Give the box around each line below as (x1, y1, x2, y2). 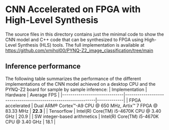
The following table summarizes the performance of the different (5, 75, 141, 82)
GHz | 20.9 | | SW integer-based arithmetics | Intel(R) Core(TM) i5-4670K (5, 113, 159, 119)
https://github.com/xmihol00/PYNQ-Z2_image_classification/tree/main (5, 47, 154, 53)
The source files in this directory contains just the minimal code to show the (5, 31, 164, 37)
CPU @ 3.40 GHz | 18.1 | (5, 118, 56, 125)
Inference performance (5, 62, 81, 71)
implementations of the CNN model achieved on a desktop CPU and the (5, 81, 156, 87)
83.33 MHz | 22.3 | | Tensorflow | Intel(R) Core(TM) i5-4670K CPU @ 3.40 (5, 108, 161, 114)
